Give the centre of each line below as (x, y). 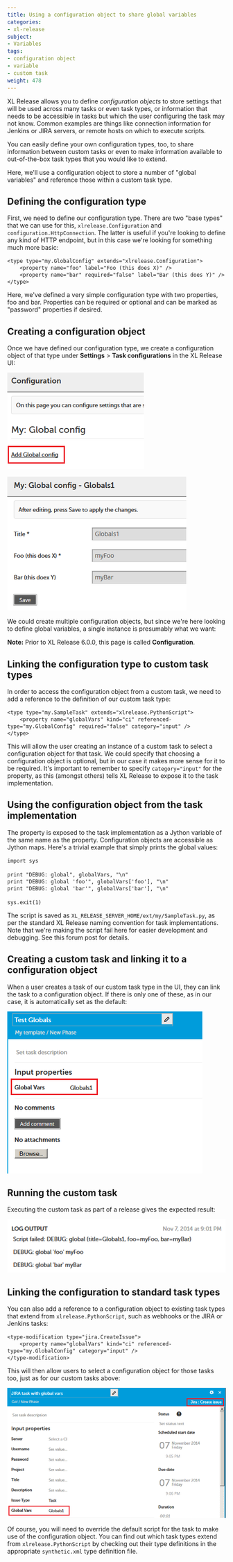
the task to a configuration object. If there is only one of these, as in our (110, 994)
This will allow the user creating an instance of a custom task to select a (110, 746)
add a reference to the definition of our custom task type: (89, 699)
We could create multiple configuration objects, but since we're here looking (116, 622)
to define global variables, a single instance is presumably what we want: (112, 629)
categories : (24, 22)
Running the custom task (62, 1192)
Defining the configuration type (77, 201)
